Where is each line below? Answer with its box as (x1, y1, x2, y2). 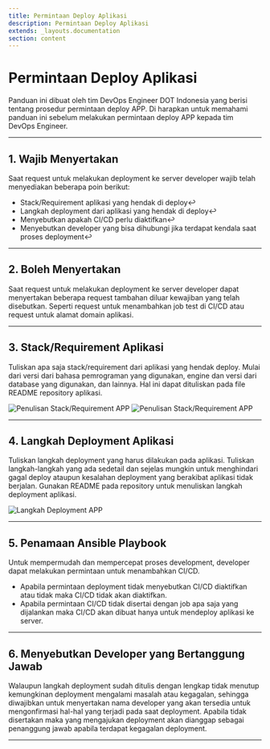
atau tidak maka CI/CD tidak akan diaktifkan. (19, 590, 167, 600)
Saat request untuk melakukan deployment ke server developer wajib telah (8, 174, 256, 183)
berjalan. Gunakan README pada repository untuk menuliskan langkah (8, 481, 243, 491)
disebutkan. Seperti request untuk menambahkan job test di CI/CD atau (8, 301, 245, 311)
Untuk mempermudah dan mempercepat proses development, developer (8, 557, 251, 568)
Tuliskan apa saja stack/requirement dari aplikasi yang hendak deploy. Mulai (8, 362, 260, 371)
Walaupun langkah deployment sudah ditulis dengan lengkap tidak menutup (8, 681, 260, 691)
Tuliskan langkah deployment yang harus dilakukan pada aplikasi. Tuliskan (8, 456, 255, 466)
